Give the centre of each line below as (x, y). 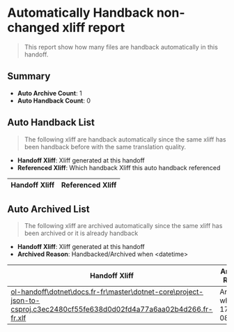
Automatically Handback (81, 13)
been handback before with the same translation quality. (105, 146)
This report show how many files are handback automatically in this (121, 47)
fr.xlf (18, 318)
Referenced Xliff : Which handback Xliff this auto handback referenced (119, 167)
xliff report (94, 28)
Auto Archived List (48, 209)
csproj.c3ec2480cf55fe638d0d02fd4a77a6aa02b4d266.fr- (112, 310)
